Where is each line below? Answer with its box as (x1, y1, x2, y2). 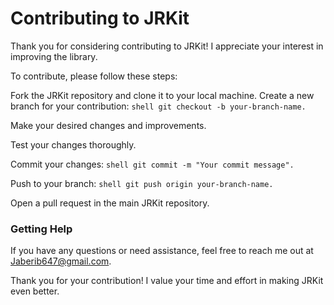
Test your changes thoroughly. (10, 138, 137, 151)
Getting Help (10, 222, 73, 236)
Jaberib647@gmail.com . (10, 255, 112, 267)
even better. (10, 285, 60, 297)
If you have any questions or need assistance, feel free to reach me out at (10, 245, 314, 257)
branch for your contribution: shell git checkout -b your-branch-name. (10, 100, 307, 112)
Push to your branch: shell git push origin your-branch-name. (10, 177, 274, 189)
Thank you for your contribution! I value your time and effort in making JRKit (10, 275, 324, 287)
